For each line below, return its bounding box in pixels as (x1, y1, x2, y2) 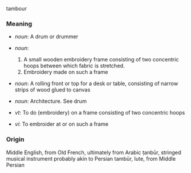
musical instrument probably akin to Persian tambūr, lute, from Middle (6, 155, 176, 162)
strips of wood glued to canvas (14, 86, 90, 93)
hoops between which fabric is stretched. (23, 62, 125, 70)
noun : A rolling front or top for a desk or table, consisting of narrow (14, 80, 179, 87)
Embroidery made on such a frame (23, 68, 108, 76)
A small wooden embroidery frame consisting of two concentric (23, 56, 179, 63)
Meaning (6, 19, 33, 28)
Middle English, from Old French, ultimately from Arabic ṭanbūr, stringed (6, 149, 182, 156)
